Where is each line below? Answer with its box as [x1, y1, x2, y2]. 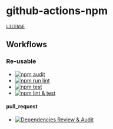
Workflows [6, 39, 47, 49]
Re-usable [6, 57, 36, 65]
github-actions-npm [6, 4, 108, 18]
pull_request [6, 103, 38, 110]
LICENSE [6, 24, 25, 29]
